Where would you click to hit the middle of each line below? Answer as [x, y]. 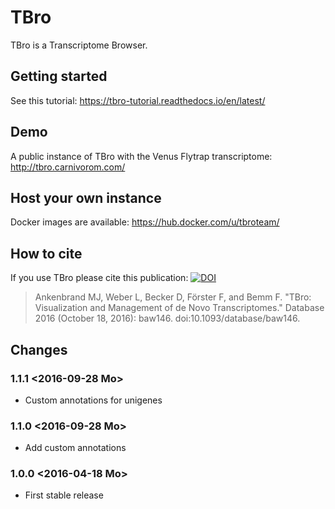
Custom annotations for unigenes [93, 400]
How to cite [46, 253]
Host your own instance [86, 197]
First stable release [64, 495]
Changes [39, 349]
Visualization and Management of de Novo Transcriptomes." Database [179, 308]
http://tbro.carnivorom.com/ [68, 167]
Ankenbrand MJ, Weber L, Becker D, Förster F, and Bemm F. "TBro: [173, 297]
